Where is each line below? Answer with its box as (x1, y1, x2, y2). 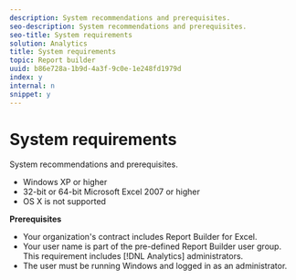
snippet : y (9, 89, 51, 99)
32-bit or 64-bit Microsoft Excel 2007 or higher (22, 186, 201, 197)
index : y (9, 73, 43, 82)
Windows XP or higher (22, 177, 108, 188)
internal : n (9, 81, 55, 90)
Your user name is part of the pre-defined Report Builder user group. (22, 241, 281, 252)
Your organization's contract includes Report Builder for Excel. (22, 232, 258, 243)
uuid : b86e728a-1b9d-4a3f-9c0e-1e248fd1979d (9, 65, 182, 74)
